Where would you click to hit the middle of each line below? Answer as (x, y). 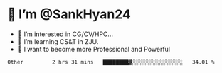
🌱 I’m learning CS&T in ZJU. (58, 41)
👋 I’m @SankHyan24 (69, 15)
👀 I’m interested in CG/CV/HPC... (65, 34)
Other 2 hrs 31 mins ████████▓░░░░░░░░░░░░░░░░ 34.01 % (111, 62)
